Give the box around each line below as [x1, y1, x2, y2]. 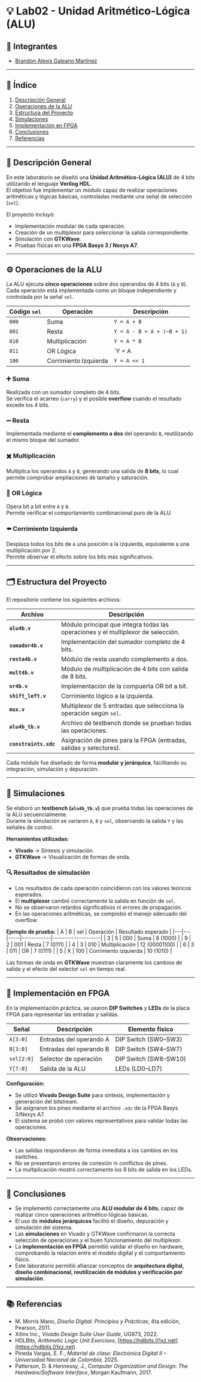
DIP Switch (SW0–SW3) [115, 1035, 182, 1044]
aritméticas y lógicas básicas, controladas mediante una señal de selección [6, 192, 193, 200]
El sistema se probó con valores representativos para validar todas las [14, 1117, 188, 1124]
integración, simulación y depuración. [6, 765, 99, 772]
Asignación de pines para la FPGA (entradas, [60, 736, 187, 744]
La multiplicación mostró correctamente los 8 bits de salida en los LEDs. [14, 1166, 193, 1173]
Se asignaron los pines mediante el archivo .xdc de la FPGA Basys [14, 1104, 178, 1111]
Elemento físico [127, 1025, 173, 1033]
